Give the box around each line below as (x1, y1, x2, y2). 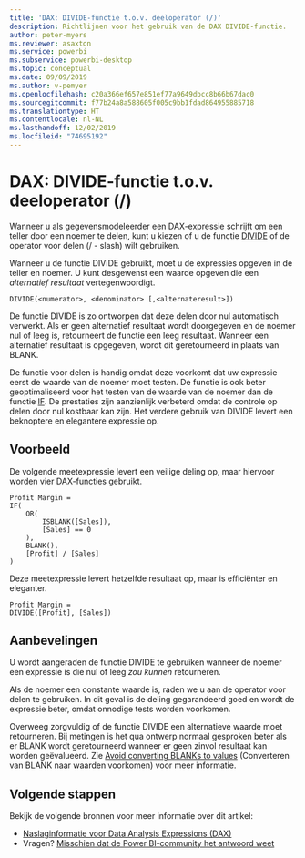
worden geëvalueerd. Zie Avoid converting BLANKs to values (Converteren (9, 751, 290, 761)
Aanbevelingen (9, 633, 98, 649)
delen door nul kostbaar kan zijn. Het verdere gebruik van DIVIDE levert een (9, 405, 293, 416)
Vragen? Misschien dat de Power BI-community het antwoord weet (22, 838, 275, 849)
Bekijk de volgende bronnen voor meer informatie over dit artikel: (9, 811, 253, 822)
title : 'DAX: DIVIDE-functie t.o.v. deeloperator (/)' (9, 13, 222, 23)
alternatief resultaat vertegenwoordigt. (9, 277, 156, 288)
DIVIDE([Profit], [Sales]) (9, 608, 112, 618)
